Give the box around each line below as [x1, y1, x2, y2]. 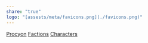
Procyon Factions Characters [6, 30, 78, 37]
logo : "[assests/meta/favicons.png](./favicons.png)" [6, 14, 143, 20]
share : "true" [6, 8, 42, 15]
